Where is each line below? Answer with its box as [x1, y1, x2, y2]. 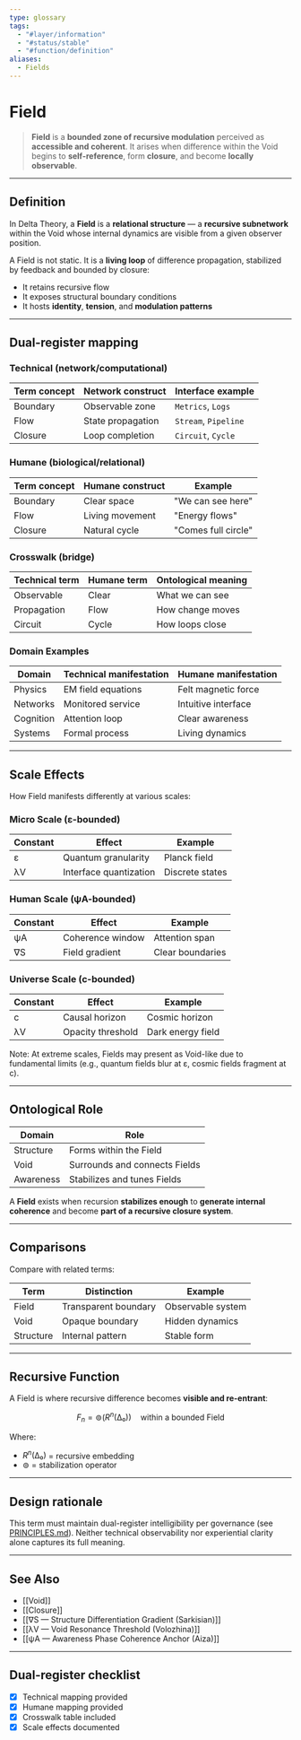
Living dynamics [177, 727, 246, 740]
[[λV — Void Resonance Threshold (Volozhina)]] [21, 1624, 201, 1635]
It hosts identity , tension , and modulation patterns [21, 300, 213, 311]
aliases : [9, 55, 42, 64]
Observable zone [83, 400, 156, 413]
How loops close [156, 618, 227, 631]
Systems [13, 727, 51, 740]
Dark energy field [146, 1025, 220, 1038]
